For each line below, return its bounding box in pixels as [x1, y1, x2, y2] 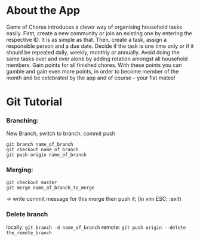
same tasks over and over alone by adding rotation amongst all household [6, 55, 188, 62]
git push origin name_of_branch [6, 152, 87, 158]
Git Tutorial [6, 95, 63, 109]
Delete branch [6, 210, 48, 218]
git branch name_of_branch [6, 142, 73, 148]
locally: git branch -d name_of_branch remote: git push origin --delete [6, 223, 186, 231]
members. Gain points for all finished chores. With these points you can [6, 61, 182, 69]
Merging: [6, 166, 34, 174]
